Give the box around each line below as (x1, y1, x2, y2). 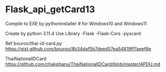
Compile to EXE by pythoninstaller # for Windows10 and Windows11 (5, 20, 147, 27)
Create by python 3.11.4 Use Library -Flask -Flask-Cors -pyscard (5, 30, 141, 36)
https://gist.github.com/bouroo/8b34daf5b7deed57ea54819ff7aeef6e (5, 45, 152, 52)
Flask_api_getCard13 (5, 4, 96, 15)
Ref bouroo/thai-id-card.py (5, 40, 62, 46)
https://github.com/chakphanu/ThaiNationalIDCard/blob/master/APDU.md (5, 61, 161, 67)
